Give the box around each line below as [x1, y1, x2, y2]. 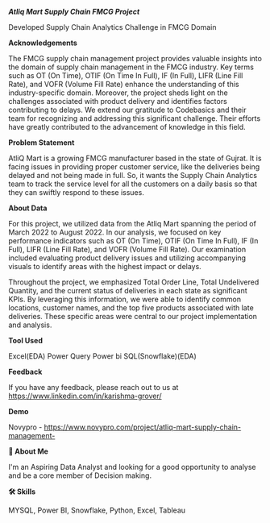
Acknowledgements [8, 38, 78, 48]
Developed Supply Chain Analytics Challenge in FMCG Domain [8, 23, 217, 31]
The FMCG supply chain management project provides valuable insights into [8, 54, 262, 63]
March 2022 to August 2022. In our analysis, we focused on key [8, 227, 222, 237]
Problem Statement [8, 138, 75, 147]
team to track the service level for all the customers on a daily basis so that [8, 179, 258, 189]
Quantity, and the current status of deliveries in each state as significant [8, 286, 247, 295]
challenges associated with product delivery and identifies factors [8, 97, 227, 106]
